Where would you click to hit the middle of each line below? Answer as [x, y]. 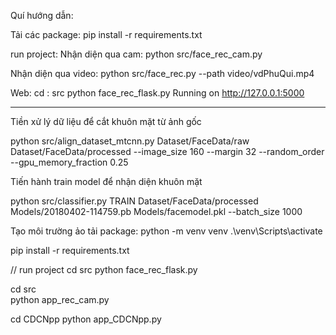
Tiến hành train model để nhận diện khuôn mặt [106, 181]
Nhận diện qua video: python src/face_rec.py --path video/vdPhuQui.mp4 [162, 73]
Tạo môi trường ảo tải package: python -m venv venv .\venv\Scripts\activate [166, 231]
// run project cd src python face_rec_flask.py [104, 269]
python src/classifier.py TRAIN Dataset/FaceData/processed [134, 201]
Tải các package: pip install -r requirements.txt [106, 34]
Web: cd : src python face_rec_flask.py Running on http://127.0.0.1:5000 [157, 93]
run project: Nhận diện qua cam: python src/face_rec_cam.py [136, 54]
